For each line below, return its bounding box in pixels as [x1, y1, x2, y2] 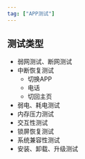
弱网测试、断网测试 [17, 57, 73, 66]
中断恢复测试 [17, 66, 54, 75]
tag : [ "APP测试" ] [7, 10, 55, 17]
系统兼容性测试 [17, 136, 60, 144]
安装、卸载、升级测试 [17, 144, 78, 153]
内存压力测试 [17, 109, 54, 119]
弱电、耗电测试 [17, 101, 60, 109]
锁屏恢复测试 [17, 127, 54, 136]
